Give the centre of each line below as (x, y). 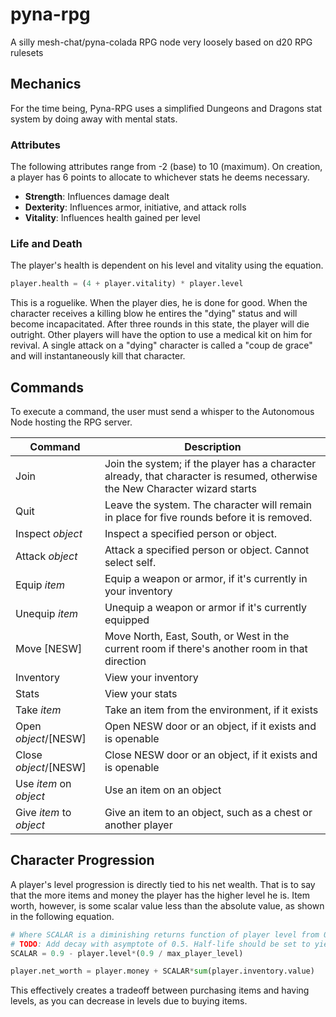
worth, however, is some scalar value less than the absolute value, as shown (167, 905)
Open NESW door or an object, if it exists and (210, 726)
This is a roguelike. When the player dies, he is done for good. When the (159, 303)
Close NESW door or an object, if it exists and (211, 755)
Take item (38, 710)
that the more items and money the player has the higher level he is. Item (160, 895)
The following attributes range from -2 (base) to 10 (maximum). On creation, (166, 167)
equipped (127, 620)
